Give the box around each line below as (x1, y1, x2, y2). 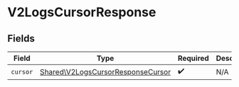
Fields (7, 33, 36, 45)
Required (177, 54, 210, 63)
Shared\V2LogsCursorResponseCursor (40, 66, 171, 76)
